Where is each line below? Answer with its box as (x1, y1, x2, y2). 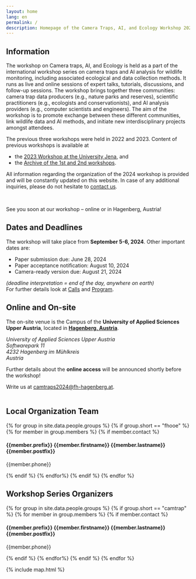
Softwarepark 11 (6, 342, 45, 349)
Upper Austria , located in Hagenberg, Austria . (6, 324, 119, 331)
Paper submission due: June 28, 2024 (14, 256, 107, 263)
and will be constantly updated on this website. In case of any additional (6, 177, 180, 184)
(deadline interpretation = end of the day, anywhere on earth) (6, 279, 155, 287)
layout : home (6, 8, 38, 15)
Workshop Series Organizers (6, 489, 114, 499)
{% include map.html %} (6, 566, 65, 573)
